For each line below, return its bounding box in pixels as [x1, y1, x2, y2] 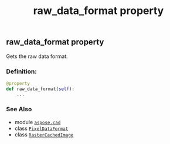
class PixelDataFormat [14, 125, 69, 132]
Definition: [6, 67, 37, 76]
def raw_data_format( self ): [6, 86, 75, 92]
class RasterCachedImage [14, 131, 74, 138]
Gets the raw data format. [6, 53, 69, 60]
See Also [6, 105, 32, 114]
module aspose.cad [14, 118, 61, 125]
